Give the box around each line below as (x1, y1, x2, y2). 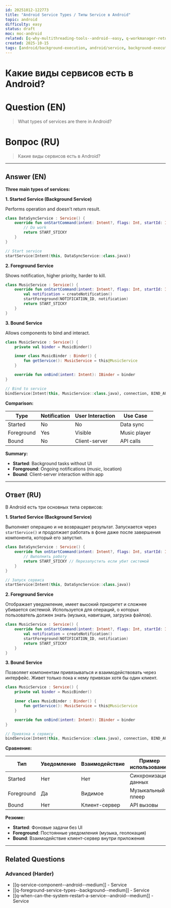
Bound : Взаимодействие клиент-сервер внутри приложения (12, 835, 145, 841)
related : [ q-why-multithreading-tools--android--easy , (5, 36, 124, 41)
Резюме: (5, 815, 25, 821)
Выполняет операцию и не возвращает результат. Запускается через (5, 524, 157, 530)
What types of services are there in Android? (17, 118, 112, 124)
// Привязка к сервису (5, 731, 53, 736)
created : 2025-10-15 (5, 41, 49, 46)
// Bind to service (5, 386, 47, 391)
